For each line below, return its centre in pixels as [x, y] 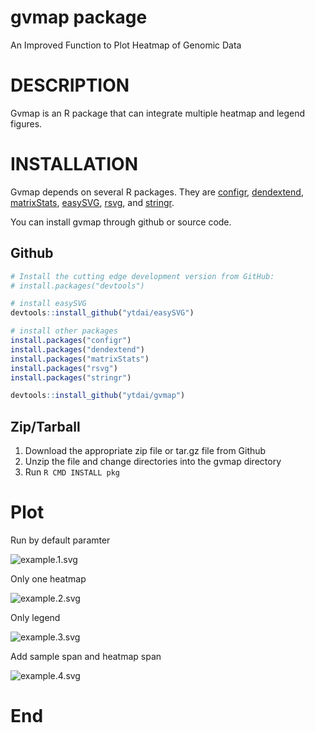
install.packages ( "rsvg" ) [64, 368]
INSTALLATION [74, 164]
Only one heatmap [48, 579]
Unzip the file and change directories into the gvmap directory [153, 462]
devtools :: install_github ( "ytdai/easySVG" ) [102, 313]
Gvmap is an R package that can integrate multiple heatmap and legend [158, 113]
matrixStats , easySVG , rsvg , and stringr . [92, 202]
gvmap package [79, 17]
